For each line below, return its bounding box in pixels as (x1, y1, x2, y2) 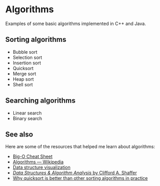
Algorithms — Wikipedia (12, 159, 64, 165)
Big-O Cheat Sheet (12, 153, 53, 159)
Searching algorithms (5, 96, 76, 105)
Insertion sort (12, 60, 41, 66)
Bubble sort (12, 49, 37, 55)
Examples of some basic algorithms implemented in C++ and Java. (5, 20, 146, 27)
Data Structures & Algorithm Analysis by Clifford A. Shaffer (12, 170, 137, 176)
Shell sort (12, 81, 33, 87)
